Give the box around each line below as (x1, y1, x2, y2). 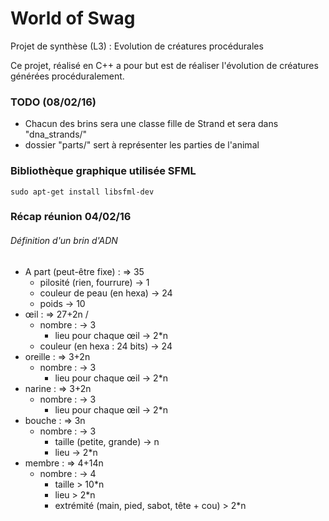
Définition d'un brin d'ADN (10, 235, 118, 247)
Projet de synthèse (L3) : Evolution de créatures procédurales (10, 40, 264, 52)
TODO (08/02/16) (10, 95, 97, 109)
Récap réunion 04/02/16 (10, 210, 132, 224)
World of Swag (10, 7, 136, 30)
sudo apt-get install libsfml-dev (10, 187, 155, 197)
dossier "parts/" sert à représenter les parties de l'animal (24, 139, 260, 151)
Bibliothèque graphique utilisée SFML (10, 164, 197, 178)
